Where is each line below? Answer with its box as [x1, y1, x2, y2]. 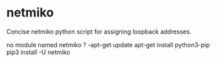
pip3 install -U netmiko [6, 48, 71, 56]
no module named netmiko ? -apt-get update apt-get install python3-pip [6, 40, 210, 49]
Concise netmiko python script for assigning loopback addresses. [6, 27, 192, 36]
